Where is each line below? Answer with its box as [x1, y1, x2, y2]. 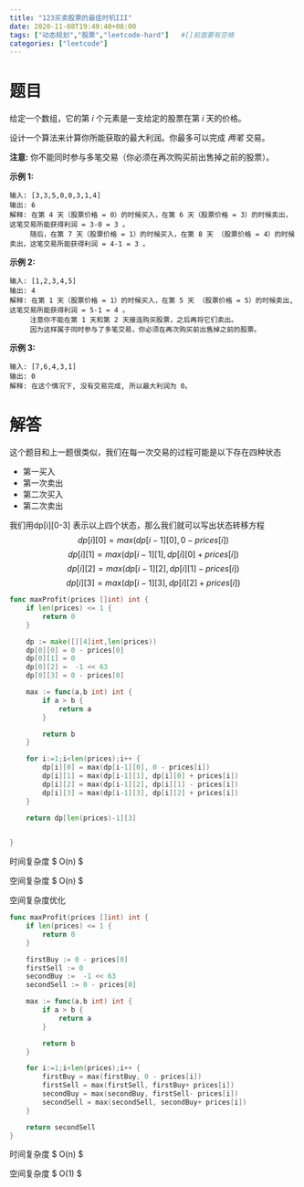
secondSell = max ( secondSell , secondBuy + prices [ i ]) [42, 1098, 247, 1107]
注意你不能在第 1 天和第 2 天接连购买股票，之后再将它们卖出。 [29, 316, 238, 325]
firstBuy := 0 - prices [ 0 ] [26, 955, 129, 964]
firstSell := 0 [26, 963, 84, 972]
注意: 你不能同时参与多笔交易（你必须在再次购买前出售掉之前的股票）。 [9, 152, 275, 163]
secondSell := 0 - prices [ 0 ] [26, 981, 137, 990]
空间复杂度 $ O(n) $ [9, 876, 84, 887]
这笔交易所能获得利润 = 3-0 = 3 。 [9, 220, 130, 229]
